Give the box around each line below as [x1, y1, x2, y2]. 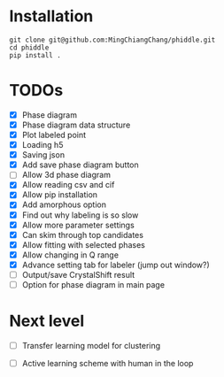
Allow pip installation [21, 189, 98, 200]
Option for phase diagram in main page [21, 279, 166, 289]
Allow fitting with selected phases [21, 239, 146, 250]
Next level [9, 312, 85, 331]
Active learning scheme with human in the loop [21, 358, 194, 368]
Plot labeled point [21, 130, 87, 140]
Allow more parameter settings [21, 219, 135, 230]
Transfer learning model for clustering [21, 340, 161, 350]
